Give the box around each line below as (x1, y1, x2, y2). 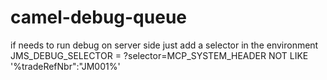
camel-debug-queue (10, 6, 187, 29)
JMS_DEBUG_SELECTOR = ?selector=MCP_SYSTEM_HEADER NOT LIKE (10, 49, 309, 61)
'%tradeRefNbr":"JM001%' (10, 60, 121, 72)
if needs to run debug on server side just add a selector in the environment (10, 39, 319, 51)
